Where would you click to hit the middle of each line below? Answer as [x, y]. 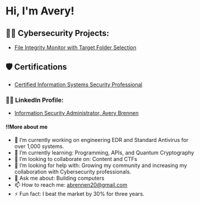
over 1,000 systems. [39, 146]
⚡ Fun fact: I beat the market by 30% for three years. [79, 194]
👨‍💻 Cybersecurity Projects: [57, 33]
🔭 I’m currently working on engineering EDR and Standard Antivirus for [101, 140]
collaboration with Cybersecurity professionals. [73, 172]
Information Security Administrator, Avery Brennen [76, 113]
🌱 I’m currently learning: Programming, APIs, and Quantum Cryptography [104, 153]
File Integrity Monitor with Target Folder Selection [75, 47]
